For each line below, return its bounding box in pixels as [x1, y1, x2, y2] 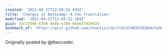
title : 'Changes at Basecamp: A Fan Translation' [5, 12, 111, 17]
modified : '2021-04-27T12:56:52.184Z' [5, 16, 86, 21]
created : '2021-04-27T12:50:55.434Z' [5, 7, 84, 12]
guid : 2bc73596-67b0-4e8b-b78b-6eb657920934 [5, 21, 99, 26]
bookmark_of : [5, 26, 32, 31]
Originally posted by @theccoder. [5, 39, 74, 45]
